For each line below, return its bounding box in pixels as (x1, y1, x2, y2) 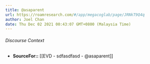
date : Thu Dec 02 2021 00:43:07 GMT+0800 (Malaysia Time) (5, 21, 131, 27)
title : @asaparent (5, 7, 44, 13)
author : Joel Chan (5, 17, 44, 22)
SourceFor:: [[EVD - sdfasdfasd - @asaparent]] (12, 53, 113, 59)
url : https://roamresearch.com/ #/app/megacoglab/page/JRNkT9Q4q (5, 12, 145, 17)
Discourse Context (5, 37, 44, 43)
